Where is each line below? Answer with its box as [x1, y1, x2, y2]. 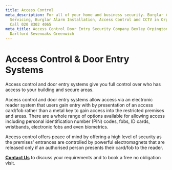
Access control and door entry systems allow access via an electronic [5, 96, 153, 102]
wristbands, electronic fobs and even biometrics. [5, 123, 109, 130]
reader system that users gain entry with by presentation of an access [5, 102, 154, 108]
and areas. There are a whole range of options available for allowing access [5, 113, 165, 119]
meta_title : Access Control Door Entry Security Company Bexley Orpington [5, 27, 168, 32]
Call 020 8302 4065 [10, 22, 52, 27]
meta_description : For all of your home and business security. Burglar [5, 12, 164, 17]
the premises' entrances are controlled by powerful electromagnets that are [5, 139, 165, 145]
